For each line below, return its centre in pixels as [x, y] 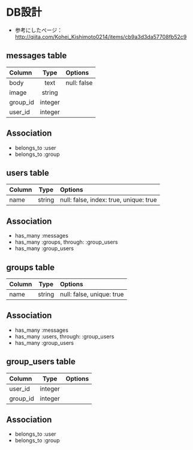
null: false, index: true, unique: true [108, 200]
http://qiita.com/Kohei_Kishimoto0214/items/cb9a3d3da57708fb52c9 [101, 37]
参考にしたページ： [39, 30]
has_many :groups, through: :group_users [66, 242]
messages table [37, 55]
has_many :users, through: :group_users [64, 336]
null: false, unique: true [92, 294]
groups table [31, 267]
